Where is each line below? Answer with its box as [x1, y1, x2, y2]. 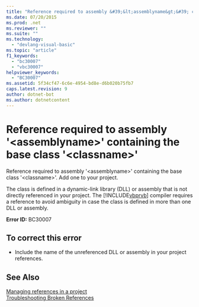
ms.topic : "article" [6, 48, 57, 53]
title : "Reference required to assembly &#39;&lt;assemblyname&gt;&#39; [6, 8, 190, 15]
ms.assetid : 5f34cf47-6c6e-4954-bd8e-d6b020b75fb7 [6, 81, 134, 87]
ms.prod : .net [6, 20, 41, 26]
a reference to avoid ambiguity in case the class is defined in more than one [6, 198, 191, 205]
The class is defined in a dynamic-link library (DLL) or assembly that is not [6, 185, 188, 192]
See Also [6, 272, 40, 282]
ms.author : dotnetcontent [6, 97, 70, 103]
